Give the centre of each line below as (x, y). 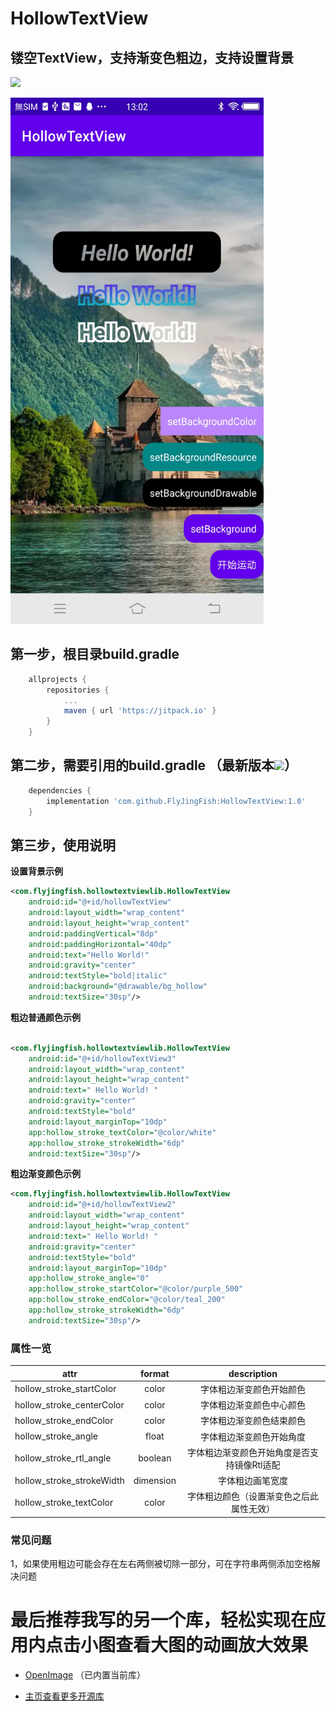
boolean (155, 1458)
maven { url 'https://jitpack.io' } (140, 711)
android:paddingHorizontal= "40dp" (100, 944)
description (253, 1373)
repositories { (78, 690)
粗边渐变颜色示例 (45, 1174)
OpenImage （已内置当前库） (85, 1675)
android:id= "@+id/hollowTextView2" (102, 1205)
